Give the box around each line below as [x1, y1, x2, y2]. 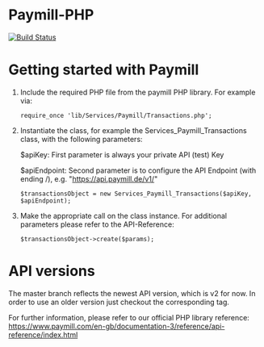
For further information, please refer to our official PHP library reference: [8, 312, 250, 322]
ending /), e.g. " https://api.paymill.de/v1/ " [19, 173, 158, 183]
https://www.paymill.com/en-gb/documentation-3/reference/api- [8, 321, 225, 331]
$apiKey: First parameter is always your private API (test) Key [19, 149, 224, 159]
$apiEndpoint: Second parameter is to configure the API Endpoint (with [19, 165, 257, 175]
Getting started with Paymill [8, 61, 199, 79]
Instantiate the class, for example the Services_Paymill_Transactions [19, 125, 248, 135]
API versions [8, 262, 95, 280]
